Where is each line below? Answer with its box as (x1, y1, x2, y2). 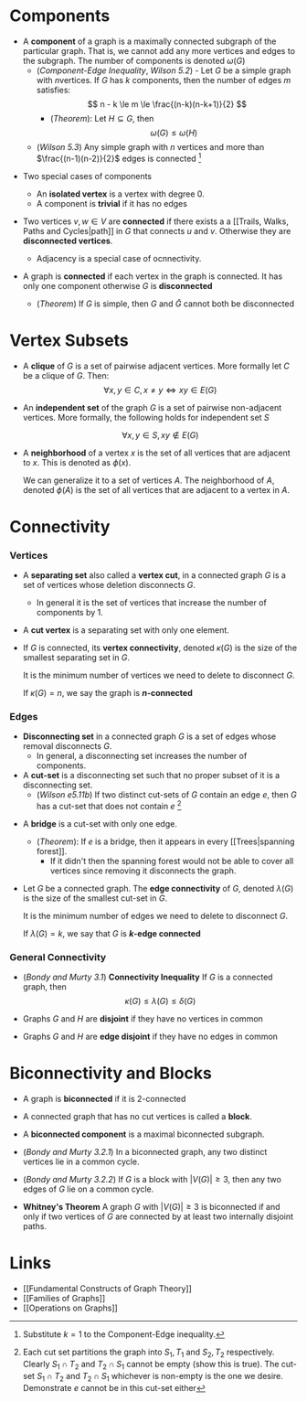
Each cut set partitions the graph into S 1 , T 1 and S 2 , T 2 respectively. (22, 1346, 275, 1359)
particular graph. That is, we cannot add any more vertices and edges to (22, 45, 295, 56)
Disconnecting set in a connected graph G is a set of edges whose (22, 731, 277, 742)
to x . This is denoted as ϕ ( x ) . (22, 456, 132, 467)
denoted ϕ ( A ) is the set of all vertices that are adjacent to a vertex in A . (22, 484, 291, 495)
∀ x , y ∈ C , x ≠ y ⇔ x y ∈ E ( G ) (103, 384, 217, 395)
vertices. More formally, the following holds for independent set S (22, 412, 270, 423)
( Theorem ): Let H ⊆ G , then (49, 112, 154, 123)
